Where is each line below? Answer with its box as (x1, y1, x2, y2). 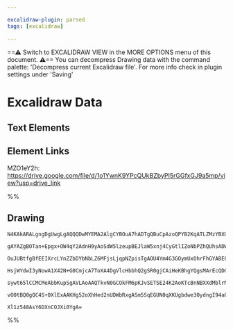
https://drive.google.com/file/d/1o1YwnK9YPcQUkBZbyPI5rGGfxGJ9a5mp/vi (7, 171, 225, 179)
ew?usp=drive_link (7, 179, 61, 187)
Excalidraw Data (7, 94, 103, 110)
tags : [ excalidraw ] (7, 22, 64, 30)
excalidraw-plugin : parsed (7, 16, 85, 23)
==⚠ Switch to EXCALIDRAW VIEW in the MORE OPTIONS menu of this (7, 48, 212, 56)
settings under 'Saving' (7, 70, 74, 79)
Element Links (7, 145, 69, 157)
